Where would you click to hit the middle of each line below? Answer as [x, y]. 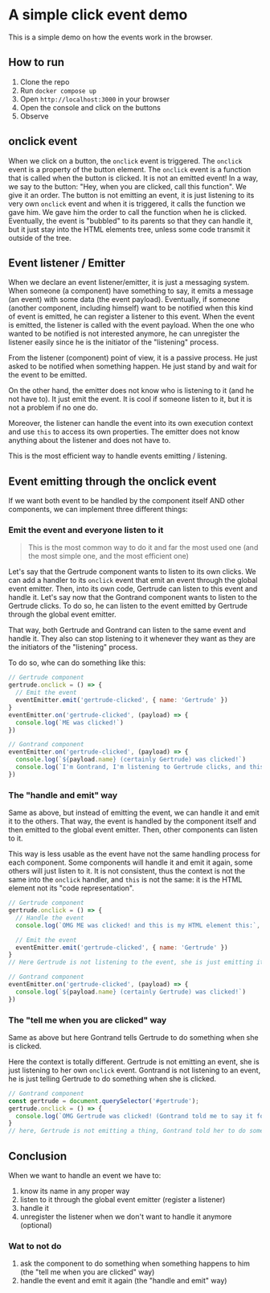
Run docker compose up [58, 90]
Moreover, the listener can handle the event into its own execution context [131, 423]
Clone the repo [45, 81]
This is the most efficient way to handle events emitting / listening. [118, 456]
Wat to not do [35, 1245]
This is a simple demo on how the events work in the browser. [110, 37]
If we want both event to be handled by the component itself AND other [127, 501]
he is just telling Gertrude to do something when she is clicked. [112, 1078]
